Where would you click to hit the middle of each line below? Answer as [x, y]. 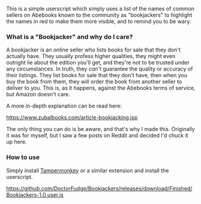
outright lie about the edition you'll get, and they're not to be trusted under [98, 63]
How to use [23, 157]
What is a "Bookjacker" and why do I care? [70, 36]
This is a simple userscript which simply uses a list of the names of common [100, 9]
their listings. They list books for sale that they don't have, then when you [97, 75]
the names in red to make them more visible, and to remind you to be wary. [99, 21]
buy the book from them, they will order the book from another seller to [94, 82]
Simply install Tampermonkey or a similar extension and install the [88, 170]
